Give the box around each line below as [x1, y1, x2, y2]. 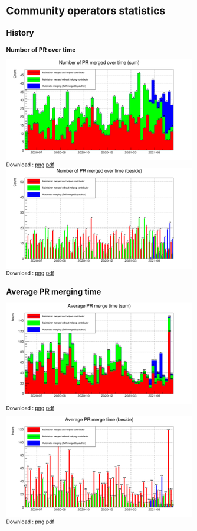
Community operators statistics [6, 4, 166, 18]
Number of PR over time [6, 46, 76, 54]
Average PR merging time [6, 287, 101, 297]
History [6, 28, 34, 38]
